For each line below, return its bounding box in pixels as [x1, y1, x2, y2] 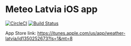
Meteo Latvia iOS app [5, 4, 98, 15]
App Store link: [5, 30, 37, 36]
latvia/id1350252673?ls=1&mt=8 [5, 35, 73, 41]
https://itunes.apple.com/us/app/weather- [37, 30, 126, 36]
